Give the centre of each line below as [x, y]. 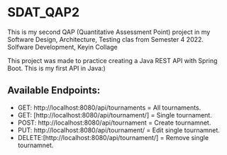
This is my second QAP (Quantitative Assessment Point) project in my [109, 32]
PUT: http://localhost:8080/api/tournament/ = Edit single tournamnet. [118, 130]
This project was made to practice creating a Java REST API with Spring [112, 60]
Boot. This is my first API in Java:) [57, 68]
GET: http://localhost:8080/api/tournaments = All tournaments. [109, 108]
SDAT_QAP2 [44, 12]
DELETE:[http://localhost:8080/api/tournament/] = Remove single [113, 137]
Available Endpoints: [54, 90]
